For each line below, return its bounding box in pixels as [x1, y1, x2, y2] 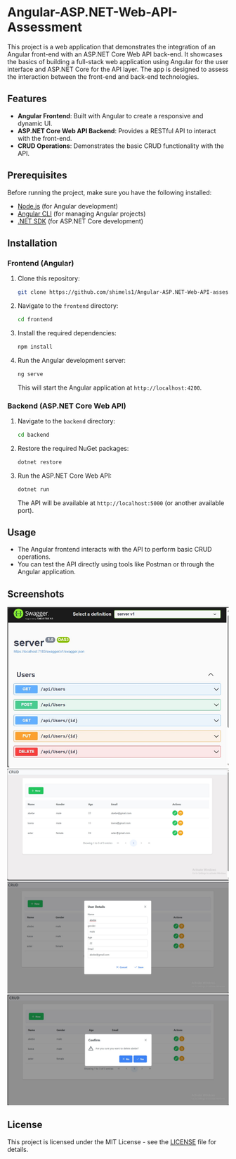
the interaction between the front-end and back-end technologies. [7, 72, 199, 81]
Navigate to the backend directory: [17, 417, 116, 426]
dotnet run [17, 485, 50, 493]
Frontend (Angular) [7, 258, 74, 268]
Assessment [7, 19, 82, 35]
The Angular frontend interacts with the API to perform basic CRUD [17, 545, 212, 554]
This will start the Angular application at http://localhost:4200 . [17, 383, 202, 392]
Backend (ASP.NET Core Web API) [7, 401, 126, 411]
